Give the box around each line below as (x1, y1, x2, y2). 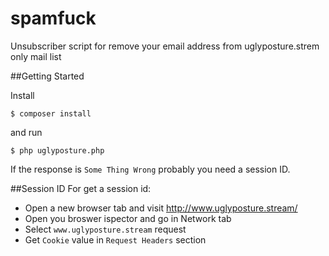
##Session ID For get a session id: (10, 182, 152, 194)
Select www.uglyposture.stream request (24, 223, 187, 235)
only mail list (10, 50, 62, 62)
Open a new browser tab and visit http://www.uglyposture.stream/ (24, 202, 298, 214)
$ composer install (10, 108, 92, 119)
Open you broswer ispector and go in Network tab (24, 212, 232, 224)
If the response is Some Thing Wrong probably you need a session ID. (10, 163, 291, 175)
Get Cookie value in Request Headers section (24, 233, 207, 246)
